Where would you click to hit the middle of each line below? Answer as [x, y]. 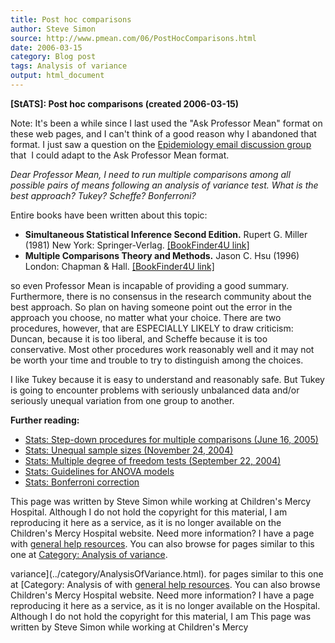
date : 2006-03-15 [46, 47]
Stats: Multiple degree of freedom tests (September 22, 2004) [153, 460]
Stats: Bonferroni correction [82, 482]
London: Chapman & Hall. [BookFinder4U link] [119, 266]
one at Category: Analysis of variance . [89, 554]
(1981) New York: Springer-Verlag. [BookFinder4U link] [137, 245]
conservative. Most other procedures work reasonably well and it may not [162, 349]
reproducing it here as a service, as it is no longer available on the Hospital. [165, 605]
